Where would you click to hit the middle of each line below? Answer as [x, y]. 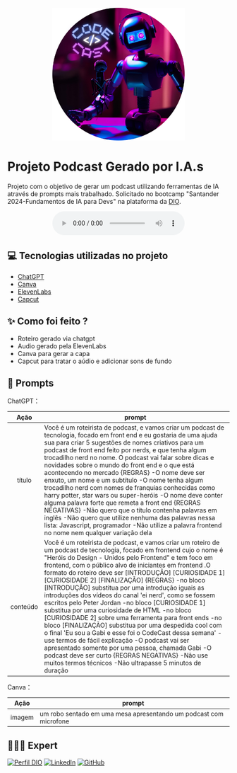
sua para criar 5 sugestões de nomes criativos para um [124, 442]
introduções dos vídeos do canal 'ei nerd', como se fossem [129, 595]
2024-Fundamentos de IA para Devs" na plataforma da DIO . [94, 201]
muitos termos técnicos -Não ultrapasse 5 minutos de [123, 663]
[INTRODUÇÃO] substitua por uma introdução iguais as [124, 588]
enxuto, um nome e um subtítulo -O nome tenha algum [123, 480]
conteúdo [24, 607]
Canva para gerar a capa [54, 353]
